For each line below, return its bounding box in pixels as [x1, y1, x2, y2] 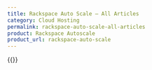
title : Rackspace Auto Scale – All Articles [7, 10, 139, 17]
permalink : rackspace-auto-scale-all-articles [7, 23, 146, 30]
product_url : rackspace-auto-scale [7, 36, 111, 43]
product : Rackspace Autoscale [7, 29, 96, 37]
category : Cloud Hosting [7, 17, 80, 24]
